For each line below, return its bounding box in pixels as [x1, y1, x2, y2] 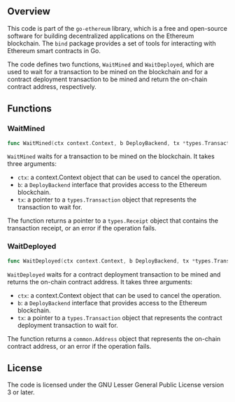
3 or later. [7, 388, 35, 396]
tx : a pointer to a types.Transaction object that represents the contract [17, 313, 222, 321]
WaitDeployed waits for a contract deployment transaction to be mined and [7, 270, 221, 279]
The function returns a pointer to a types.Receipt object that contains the [7, 216, 219, 225]
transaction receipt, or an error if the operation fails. [7, 224, 157, 233]
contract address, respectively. [7, 82, 97, 90]
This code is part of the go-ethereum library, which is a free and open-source [7, 24, 227, 32]
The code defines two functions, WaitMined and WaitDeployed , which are [7, 60, 215, 69]
